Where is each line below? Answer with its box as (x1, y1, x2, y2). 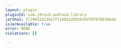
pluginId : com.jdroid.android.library (5, 12, 87, 17)
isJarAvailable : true (5, 21, 51, 27)
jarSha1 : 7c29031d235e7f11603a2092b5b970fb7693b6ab (5, 17, 116, 22)
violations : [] (5, 31, 37, 36)
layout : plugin (5, 7, 37, 13)
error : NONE (5, 26, 30, 31)
